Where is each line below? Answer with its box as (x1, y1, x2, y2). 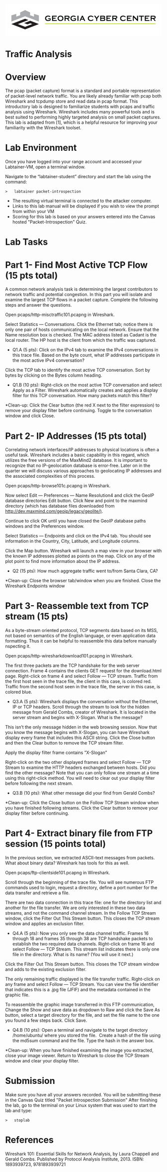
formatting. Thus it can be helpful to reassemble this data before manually (5, 638, 157, 644)
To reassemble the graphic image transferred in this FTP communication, (5, 1002, 155, 1008)
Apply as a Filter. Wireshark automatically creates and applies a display (12, 387, 158, 393)
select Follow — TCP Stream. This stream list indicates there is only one (12, 946, 160, 952)
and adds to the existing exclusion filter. (5, 966, 87, 972)
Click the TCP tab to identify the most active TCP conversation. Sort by (5, 367, 151, 373)
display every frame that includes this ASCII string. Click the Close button (5, 735, 156, 741)
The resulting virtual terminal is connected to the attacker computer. (12, 198, 152, 204)
